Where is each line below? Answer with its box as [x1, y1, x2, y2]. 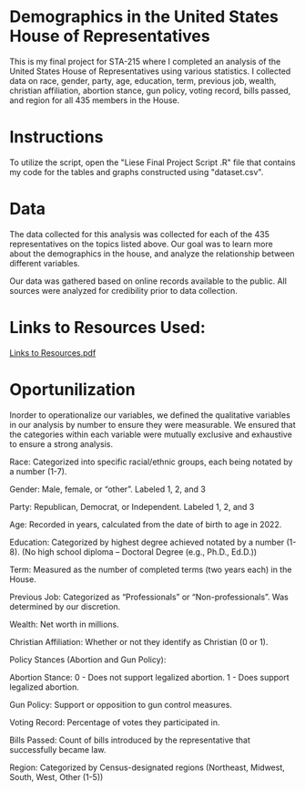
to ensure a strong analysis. [9, 438, 114, 449]
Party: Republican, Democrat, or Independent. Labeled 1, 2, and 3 [9, 501, 255, 512]
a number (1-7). [9, 465, 67, 476]
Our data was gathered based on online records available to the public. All [9, 276, 287, 286]
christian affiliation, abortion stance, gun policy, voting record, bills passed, [9, 85, 291, 96]
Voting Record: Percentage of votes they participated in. [9, 716, 220, 727]
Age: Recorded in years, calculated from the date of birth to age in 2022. [9, 518, 282, 530]
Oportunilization [9, 379, 136, 400]
